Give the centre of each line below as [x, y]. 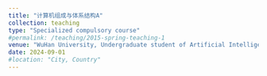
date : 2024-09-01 [37, 52]
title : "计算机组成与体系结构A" [56, 15]
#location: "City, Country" [55, 60]
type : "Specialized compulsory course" [74, 30]
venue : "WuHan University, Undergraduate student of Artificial [117, 45]
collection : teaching [44, 23]
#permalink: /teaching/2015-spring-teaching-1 [87, 38]
